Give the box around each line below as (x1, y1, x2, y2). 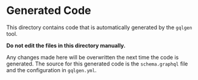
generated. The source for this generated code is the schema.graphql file (6, 60, 188, 67)
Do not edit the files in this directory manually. (6, 42, 126, 49)
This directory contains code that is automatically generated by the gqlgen (6, 24, 193, 31)
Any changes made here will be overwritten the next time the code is (6, 53, 179, 61)
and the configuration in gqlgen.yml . (6, 66, 97, 73)
